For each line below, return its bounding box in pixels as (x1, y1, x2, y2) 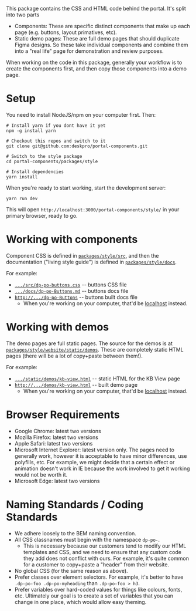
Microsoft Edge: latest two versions (14, 477, 100, 484)
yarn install (6, 174, 38, 180)
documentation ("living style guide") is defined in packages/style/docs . (6, 258, 177, 265)
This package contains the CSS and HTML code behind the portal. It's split (6, 5, 186, 12)
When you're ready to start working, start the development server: (6, 184, 166, 191)
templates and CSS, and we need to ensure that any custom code (23, 548, 181, 555)
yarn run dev (6, 195, 38, 201)
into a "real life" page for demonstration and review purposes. (14, 48, 164, 55)
